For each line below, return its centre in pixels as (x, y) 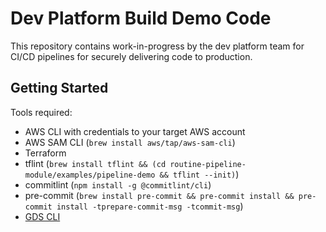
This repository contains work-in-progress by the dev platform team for (157, 46)
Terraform (45, 153)
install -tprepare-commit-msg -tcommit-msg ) (150, 206)
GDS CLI (42, 216)
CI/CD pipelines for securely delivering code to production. (131, 56)
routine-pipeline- (208, 164)
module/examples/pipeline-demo (90, 175)
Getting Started (59, 88)
